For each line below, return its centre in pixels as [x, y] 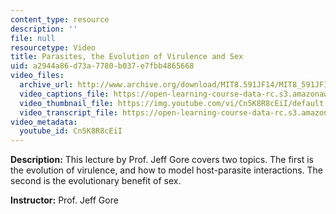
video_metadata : [44, 122]
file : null [33, 38]
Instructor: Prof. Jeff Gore [64, 200]
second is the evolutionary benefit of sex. [96, 181]
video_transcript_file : [68, 112]
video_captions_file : [64, 94]
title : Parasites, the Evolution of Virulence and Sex [127, 57]
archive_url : [46, 85]
